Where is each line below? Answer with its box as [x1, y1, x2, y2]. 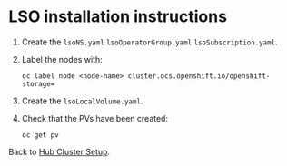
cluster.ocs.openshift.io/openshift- [127, 71, 271, 81]
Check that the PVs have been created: [21, 112, 169, 123]
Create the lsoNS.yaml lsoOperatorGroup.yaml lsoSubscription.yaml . [21, 36, 278, 47]
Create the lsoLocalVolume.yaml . [21, 95, 143, 106]
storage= [21, 79, 55, 88]
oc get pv [21, 130, 60, 140]
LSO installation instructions [8, 6, 228, 27]
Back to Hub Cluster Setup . [8, 146, 111, 157]
